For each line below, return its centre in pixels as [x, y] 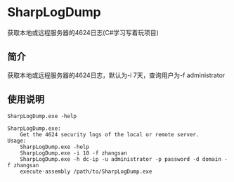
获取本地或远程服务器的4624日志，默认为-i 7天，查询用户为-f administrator [116, 75]
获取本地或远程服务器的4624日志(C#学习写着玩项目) [83, 32]
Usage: [17, 141]
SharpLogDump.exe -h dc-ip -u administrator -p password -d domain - [124, 159]
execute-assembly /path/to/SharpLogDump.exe [86, 171]
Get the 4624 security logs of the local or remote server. [110, 134]
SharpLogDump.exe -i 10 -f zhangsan [74, 153]
